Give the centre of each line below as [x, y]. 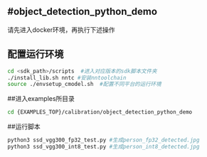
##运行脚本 [24, 126]
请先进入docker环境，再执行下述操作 [61, 29]
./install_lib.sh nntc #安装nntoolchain [67, 77]
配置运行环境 [36, 54]
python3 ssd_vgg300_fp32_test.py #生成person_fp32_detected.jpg [103, 140]
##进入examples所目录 [41, 99]
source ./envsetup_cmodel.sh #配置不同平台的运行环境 [84, 85]
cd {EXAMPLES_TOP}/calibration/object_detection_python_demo [100, 112]
